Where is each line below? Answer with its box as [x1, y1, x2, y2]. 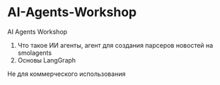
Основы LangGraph [17, 55, 76, 64]
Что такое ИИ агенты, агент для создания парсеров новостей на [17, 41, 214, 49]
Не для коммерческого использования [7, 70, 126, 78]
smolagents [17, 48, 52, 57]
